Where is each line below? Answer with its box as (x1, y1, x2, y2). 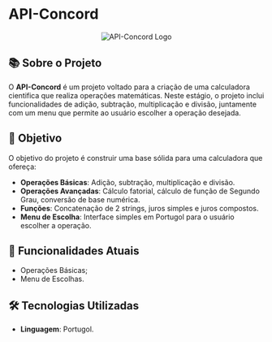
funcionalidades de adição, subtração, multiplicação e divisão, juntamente (8, 99, 257, 109)
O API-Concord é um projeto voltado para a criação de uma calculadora (8, 82, 250, 92)
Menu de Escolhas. (19, 274, 84, 284)
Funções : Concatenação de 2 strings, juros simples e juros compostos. (19, 203, 259, 213)
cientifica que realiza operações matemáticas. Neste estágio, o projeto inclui (8, 90, 265, 100)
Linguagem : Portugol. (19, 324, 94, 334)
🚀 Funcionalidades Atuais (8, 244, 140, 258)
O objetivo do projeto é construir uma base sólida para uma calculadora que (8, 153, 263, 162)
